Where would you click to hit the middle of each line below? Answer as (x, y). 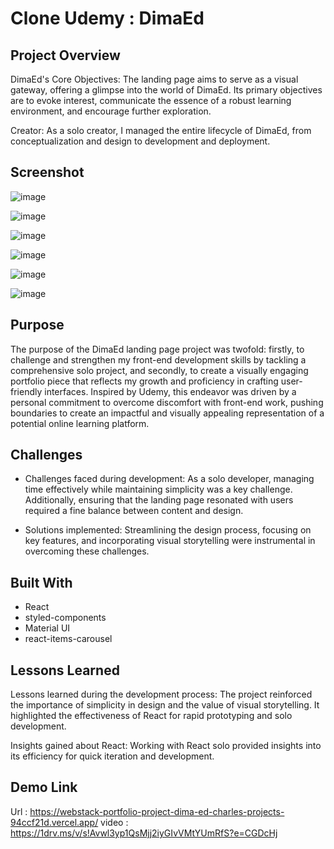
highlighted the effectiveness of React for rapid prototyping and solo (151, 716)
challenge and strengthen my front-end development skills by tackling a (158, 359)
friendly (26, 391)
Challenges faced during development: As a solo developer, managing (169, 479)
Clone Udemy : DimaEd (107, 18)
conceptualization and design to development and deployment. (140, 141)
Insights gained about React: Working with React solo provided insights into (166, 746)
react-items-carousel (68, 639)
